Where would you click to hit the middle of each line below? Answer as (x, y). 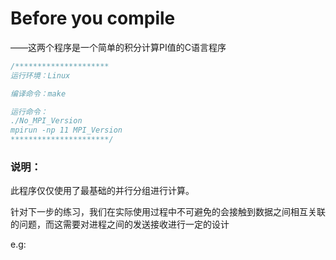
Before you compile (93, 18)
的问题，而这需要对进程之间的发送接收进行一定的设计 (120, 224)
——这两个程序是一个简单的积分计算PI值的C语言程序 (118, 47)
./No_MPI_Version (46, 121)
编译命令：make (38, 93)
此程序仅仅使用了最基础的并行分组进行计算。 (102, 191)
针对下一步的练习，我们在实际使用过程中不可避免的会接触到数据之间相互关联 (168, 212)
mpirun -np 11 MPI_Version (66, 130)
